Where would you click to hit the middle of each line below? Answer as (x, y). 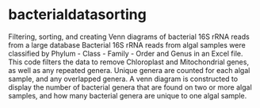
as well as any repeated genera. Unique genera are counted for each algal (129, 70)
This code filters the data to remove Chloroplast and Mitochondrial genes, (129, 62)
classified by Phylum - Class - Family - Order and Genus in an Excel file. (126, 53)
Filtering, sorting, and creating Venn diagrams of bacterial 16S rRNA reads (129, 37)
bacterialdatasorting (77, 15)
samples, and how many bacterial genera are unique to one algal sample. (128, 95)
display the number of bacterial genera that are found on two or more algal (130, 87)
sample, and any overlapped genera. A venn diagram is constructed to (123, 79)
